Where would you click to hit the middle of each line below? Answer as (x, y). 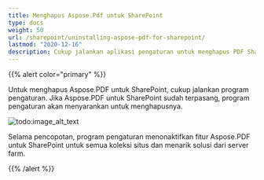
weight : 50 (26, 30)
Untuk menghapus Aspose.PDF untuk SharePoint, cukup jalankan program (128, 90)
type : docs (26, 23)
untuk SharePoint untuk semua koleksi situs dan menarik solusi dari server (128, 145)
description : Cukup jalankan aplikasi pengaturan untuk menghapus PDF (126, 52)
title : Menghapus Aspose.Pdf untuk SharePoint (86, 15)
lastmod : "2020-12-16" (45, 45)
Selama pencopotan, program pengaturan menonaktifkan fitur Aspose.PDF (129, 137)
